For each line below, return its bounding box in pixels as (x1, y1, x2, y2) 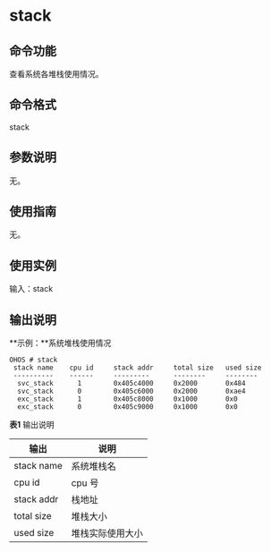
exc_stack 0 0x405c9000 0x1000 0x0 (17, 403, 239, 412)
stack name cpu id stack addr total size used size (13, 363, 262, 372)
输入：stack (9, 284, 54, 294)
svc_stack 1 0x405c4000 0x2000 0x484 (17, 379, 246, 388)
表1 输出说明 (9, 420, 55, 430)
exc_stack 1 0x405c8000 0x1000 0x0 (17, 395, 239, 403)
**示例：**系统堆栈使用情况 (9, 337, 112, 349)
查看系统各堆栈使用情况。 (9, 69, 104, 79)
